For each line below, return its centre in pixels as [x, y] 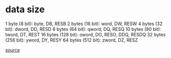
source [13, 50]
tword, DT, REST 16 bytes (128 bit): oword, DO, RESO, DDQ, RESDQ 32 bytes [85, 34]
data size [25, 9]
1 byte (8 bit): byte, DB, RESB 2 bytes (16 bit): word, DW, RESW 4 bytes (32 [84, 24]
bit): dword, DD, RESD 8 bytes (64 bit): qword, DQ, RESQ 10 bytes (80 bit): [83, 29]
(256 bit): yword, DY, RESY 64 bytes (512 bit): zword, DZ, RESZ [72, 40]
